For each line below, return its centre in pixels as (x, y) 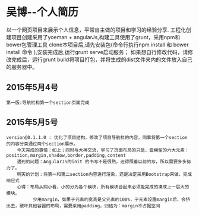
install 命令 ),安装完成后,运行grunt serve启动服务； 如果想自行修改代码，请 (97, 52)
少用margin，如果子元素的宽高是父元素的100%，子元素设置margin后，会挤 (111, 200)
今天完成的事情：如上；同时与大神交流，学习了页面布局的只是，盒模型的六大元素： (103, 150)
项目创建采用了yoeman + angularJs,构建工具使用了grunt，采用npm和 (95, 37)
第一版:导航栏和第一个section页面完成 (48, 102)
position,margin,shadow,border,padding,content (66, 155)
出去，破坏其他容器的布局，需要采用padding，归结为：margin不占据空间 (83, 205)
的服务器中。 (22, 67)
